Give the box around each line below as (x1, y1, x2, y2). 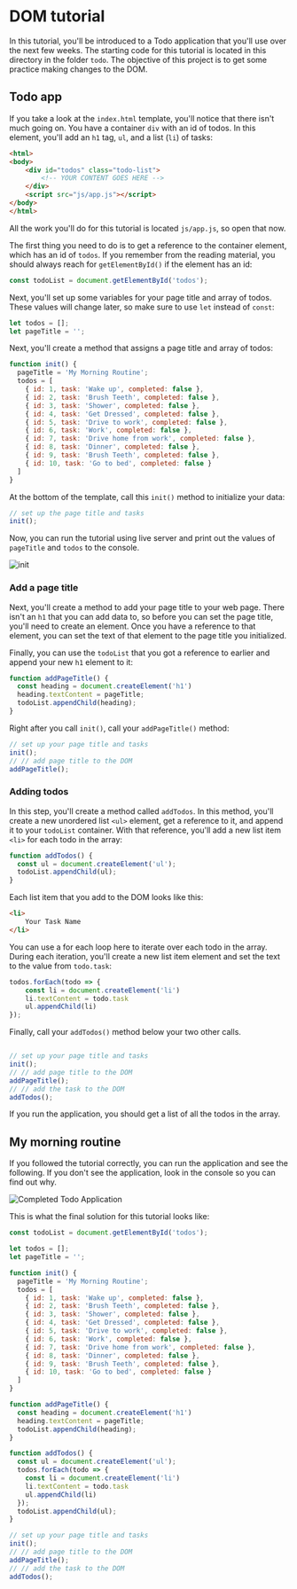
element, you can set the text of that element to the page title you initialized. (9, 630, 287, 640)
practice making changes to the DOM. (9, 64, 148, 74)
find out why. (9, 1177, 58, 1187)
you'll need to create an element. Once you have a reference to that (9, 621, 256, 631)
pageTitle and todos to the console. (9, 543, 140, 553)
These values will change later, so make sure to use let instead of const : (9, 301, 275, 312)
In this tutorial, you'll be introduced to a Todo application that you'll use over (9, 35, 286, 46)
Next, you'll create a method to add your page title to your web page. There (9, 601, 285, 613)
